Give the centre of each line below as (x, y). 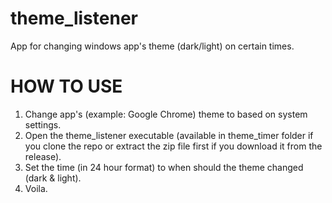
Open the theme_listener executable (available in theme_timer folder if (169, 135)
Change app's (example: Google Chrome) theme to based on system (166, 114)
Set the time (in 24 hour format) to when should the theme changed (164, 167)
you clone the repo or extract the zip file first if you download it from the (173, 146)
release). (43, 156)
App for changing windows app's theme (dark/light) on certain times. (152, 46)
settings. (43, 124)
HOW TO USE (66, 86)
